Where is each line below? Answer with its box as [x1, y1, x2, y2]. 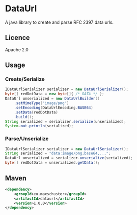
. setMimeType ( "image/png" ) [14, 101, 69, 106]
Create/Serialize [5, 76, 45, 83]
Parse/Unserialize [5, 135, 49, 142]
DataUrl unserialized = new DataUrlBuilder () [5, 96, 100, 101]
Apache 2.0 [5, 46, 28, 52]
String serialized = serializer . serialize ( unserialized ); [5, 119, 126, 124]
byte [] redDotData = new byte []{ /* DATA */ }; [5, 92, 105, 97]
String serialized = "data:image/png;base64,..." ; [5, 151, 111, 156]
